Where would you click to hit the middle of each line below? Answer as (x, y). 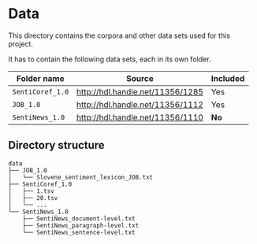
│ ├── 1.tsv (32, 191)
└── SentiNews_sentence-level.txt (79, 232)
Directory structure (56, 145)
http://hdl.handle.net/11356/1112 (140, 105)
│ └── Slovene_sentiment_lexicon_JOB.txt (81, 177)
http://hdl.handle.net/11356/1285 (140, 91)
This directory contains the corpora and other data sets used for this (119, 35)
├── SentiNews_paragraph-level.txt (81, 225)
